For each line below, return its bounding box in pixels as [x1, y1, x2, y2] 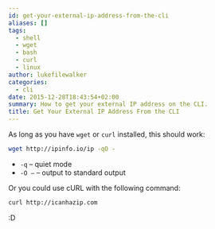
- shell [15, 33, 41, 42]
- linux [15, 64, 41, 72]
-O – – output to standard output [19, 168, 126, 177]
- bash [15, 49, 37, 56]
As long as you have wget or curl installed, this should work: [8, 130, 205, 139]
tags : [8, 26, 26, 34]
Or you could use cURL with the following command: [8, 183, 181, 192]
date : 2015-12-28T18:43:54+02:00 [8, 93, 119, 101]
